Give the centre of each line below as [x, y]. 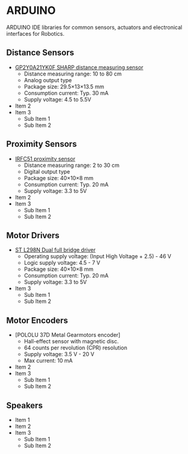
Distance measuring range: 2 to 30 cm [72, 165]
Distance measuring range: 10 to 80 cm [73, 74]
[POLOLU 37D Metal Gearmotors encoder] [67, 335]
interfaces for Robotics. [35, 33]
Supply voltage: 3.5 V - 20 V [59, 354]
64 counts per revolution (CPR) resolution [76, 348]
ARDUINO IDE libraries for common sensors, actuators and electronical [94, 27]
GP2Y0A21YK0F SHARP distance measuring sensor [79, 67]
